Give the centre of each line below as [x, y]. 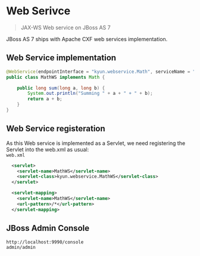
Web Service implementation [61, 58]
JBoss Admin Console [48, 228]
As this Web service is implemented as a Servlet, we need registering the [96, 143]
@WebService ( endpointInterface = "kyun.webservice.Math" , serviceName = [98, 72]
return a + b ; [45, 99]
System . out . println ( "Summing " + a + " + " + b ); [90, 94]
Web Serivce [38, 11]
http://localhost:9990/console [45, 242]
